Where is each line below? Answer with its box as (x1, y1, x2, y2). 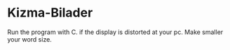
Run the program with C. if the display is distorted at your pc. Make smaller (7, 28, 224, 36)
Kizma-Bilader (7, 5, 93, 21)
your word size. (7, 35, 53, 43)
